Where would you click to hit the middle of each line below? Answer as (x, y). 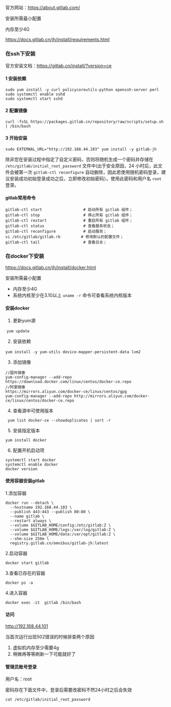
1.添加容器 (16, 493)
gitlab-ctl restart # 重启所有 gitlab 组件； (69, 221)
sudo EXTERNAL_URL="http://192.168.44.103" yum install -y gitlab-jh (81, 149)
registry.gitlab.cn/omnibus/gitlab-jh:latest (59, 543)
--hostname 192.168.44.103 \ (41, 507)
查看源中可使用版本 (33, 410)
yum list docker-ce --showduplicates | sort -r (59, 420)
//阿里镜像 (15, 387)
